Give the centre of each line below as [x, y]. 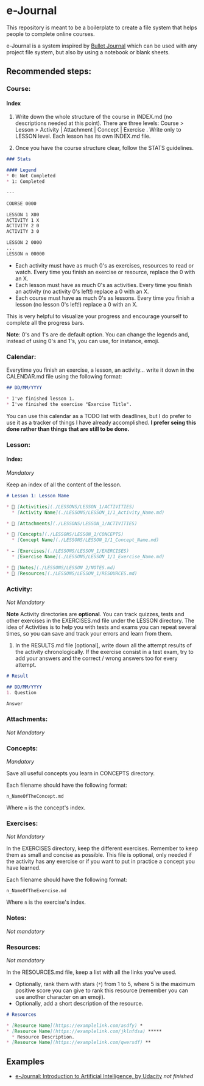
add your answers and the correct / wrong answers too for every [96, 658]
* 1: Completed [26, 182]
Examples [25, 1061]
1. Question [21, 692]
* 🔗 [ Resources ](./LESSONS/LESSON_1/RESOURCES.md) [72, 573]
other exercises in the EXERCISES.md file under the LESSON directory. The [100, 620]
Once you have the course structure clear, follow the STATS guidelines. [104, 148]
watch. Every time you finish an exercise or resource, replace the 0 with [105, 272]
